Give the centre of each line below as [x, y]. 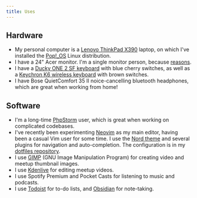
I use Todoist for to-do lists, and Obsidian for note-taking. [84, 189]
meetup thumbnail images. [47, 164]
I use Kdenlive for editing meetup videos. [64, 170]
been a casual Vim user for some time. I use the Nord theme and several [102, 138]
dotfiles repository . [37, 151]
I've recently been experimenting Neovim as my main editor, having [96, 133]
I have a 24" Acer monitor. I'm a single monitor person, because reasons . [103, 62]
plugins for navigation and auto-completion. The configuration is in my [100, 145]
